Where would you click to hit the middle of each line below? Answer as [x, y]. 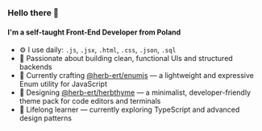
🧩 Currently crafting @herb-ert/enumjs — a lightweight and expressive [137, 76]
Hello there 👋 [33, 13]
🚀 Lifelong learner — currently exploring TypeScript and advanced [129, 110]
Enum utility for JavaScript [63, 84]
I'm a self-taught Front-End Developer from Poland [94, 32]
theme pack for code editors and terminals [90, 101]
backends [36, 67]
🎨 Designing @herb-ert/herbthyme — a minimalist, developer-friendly [135, 92]
